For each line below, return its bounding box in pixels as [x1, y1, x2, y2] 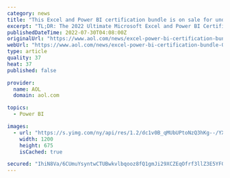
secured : [7, 161, 32, 168]
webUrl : [7, 42, 29, 48]
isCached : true [19, 148, 63, 155]
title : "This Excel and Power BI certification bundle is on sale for [7, 16, 213, 23]
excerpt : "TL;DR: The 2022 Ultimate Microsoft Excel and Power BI [7, 23, 201, 29]
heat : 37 [7, 61, 32, 68]
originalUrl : [7, 35, 44, 42]
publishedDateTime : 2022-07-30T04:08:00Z [7, 29, 127, 36]
